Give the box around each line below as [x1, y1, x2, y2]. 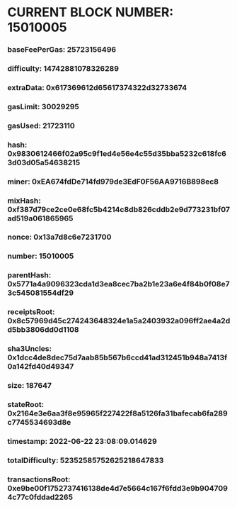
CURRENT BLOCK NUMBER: [7, 4, 174, 21]
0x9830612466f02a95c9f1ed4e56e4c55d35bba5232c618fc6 [7, 148, 226, 158]
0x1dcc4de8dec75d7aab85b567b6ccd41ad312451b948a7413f [7, 352, 228, 362]
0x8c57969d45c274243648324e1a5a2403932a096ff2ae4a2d [7, 316, 231, 326]
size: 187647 [7, 381, 52, 391]
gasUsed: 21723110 [7, 121, 76, 130]
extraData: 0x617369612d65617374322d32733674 [7, 82, 187, 92]
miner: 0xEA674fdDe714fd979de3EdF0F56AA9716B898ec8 [7, 177, 219, 186]
